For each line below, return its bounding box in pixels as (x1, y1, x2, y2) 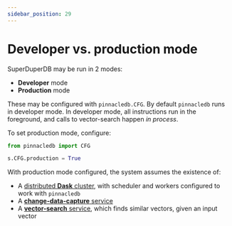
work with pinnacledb (17, 189, 80, 198)
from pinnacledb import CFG (7, 142, 91, 149)
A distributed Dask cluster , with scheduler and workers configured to (17, 182, 221, 190)
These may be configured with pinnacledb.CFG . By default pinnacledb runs (7, 99, 226, 108)
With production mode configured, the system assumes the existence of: (7, 168, 221, 176)
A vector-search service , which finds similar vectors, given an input (17, 204, 218, 213)
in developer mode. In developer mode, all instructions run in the (7, 107, 197, 116)
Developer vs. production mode (7, 41, 198, 57)
